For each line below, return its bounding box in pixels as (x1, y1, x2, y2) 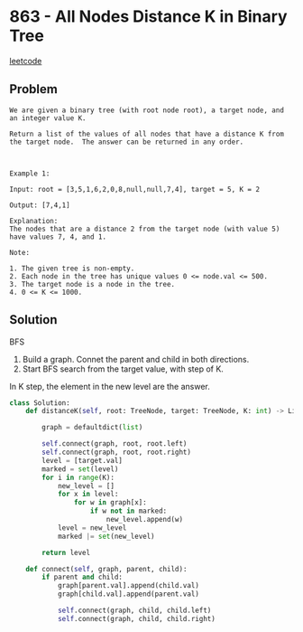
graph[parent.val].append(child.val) (57, 581, 200, 590)
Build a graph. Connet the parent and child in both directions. (22, 354, 250, 364)
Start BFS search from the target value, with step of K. (22, 363, 224, 374)
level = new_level (57, 523, 127, 533)
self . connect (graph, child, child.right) (57, 614, 216, 623)
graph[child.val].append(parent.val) (57, 590, 200, 599)
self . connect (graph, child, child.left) (57, 606, 212, 616)
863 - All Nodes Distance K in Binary (9, 6, 288, 27)
